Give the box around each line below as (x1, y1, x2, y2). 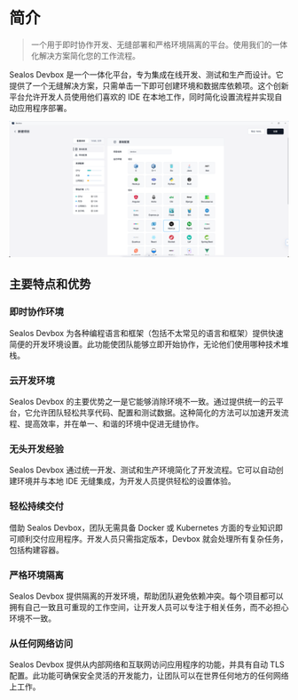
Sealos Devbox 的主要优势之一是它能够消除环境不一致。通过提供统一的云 (9, 397, 277, 407)
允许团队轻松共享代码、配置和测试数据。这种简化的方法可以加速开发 (32, 407, 281, 418)
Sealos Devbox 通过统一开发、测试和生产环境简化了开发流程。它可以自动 (9, 464, 277, 476)
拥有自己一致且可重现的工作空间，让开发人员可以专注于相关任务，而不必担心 (9, 601, 289, 612)
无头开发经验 (9, 442, 65, 455)
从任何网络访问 (9, 637, 74, 649)
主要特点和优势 (9, 277, 91, 292)
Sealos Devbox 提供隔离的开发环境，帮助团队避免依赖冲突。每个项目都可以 (9, 591, 284, 601)
